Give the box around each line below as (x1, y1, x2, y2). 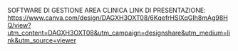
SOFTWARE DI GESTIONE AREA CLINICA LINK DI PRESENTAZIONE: (7, 6, 206, 14)
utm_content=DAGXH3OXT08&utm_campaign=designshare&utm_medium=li (7, 28, 230, 37)
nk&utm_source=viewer (7, 36, 77, 45)
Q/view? (7, 21, 31, 29)
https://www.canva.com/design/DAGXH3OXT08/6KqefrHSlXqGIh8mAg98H (7, 13, 228, 22)
